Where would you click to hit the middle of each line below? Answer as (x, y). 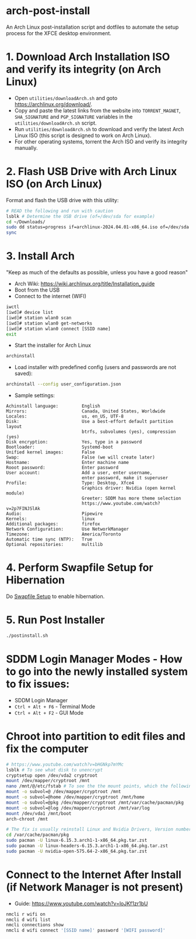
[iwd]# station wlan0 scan (39, 317)
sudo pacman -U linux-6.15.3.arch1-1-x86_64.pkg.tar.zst (77, 841)
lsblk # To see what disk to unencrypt (55, 770)
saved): (24, 374)
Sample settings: (35, 395)
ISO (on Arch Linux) (54, 184)
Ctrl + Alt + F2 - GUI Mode (49, 712)
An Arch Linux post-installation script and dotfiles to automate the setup (92, 27)
